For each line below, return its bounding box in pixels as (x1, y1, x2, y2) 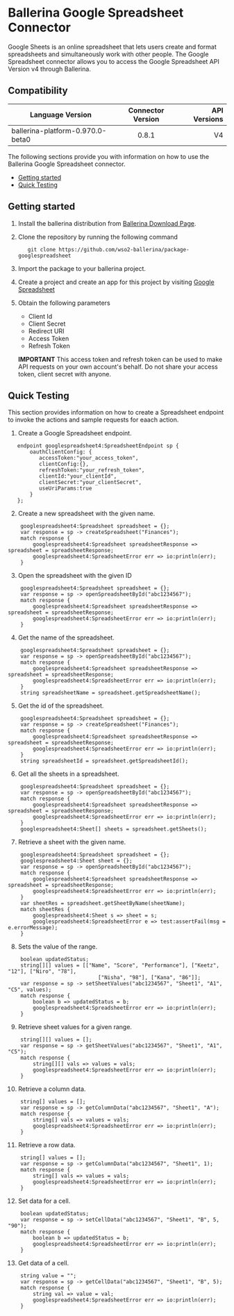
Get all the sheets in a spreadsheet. (17, 769, 119, 778)
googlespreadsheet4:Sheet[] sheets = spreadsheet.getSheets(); (20, 826, 208, 833)
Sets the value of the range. (17, 942, 98, 951)
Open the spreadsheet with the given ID (17, 572, 133, 580)
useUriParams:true (38, 485, 92, 492)
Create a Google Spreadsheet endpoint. (17, 429, 132, 438)
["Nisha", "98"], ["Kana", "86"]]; (97, 974, 201, 981)
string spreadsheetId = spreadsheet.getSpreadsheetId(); (20, 758, 189, 765)
